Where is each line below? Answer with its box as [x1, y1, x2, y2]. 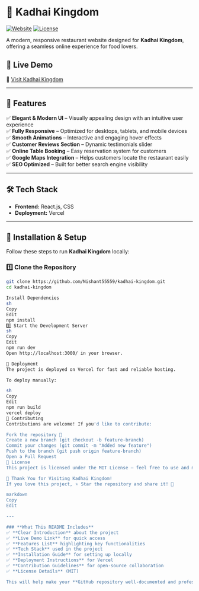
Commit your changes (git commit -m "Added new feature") [6, 443, 152, 449]
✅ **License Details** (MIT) [6, 568, 79, 574]
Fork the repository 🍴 [6, 431, 62, 438]
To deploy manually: [6, 377, 57, 383]
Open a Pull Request [6, 454, 57, 460]
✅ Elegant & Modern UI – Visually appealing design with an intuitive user [6, 114, 184, 121]
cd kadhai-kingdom [6, 284, 52, 290]
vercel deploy [6, 409, 41, 416]
